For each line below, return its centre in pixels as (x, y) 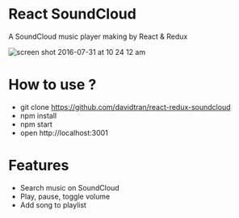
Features (39, 166)
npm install (38, 115)
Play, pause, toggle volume (65, 196)
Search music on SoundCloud (69, 187)
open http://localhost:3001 (64, 132)
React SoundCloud (73, 14)
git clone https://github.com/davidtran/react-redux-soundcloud (125, 107)
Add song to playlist (53, 205)
